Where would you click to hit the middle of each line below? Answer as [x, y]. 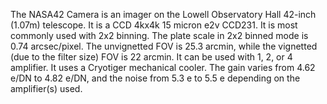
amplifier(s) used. [46, 88]
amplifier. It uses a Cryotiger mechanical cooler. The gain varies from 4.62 [163, 67]
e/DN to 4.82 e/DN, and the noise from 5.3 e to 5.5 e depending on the [155, 78]
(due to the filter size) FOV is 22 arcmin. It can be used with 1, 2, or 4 [151, 57]
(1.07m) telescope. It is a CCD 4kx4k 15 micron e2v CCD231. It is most [154, 25]
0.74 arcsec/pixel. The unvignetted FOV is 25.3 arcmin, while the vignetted [164, 46]
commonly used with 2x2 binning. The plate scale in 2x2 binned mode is [159, 35]
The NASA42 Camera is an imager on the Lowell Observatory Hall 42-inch [163, 14]
